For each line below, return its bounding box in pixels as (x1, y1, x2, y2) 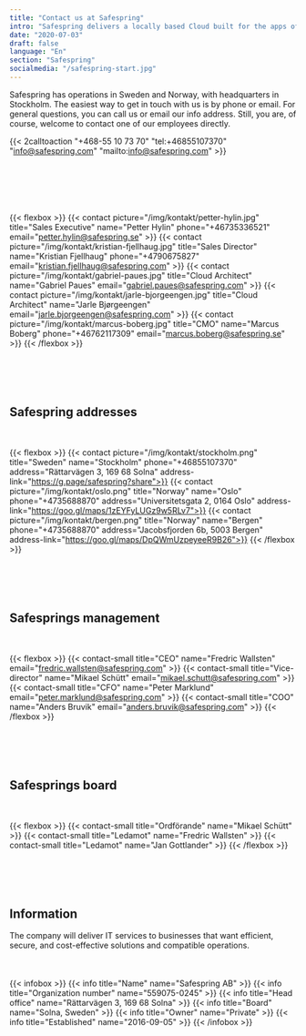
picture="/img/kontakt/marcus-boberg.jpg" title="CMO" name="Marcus (9, 318, 280, 329)
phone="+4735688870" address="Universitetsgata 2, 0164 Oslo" (9, 495, 255, 506)
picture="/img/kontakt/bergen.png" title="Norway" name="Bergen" (9, 514, 263, 525)
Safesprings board (9, 777, 117, 793)
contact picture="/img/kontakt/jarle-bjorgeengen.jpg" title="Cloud (9, 289, 258, 300)
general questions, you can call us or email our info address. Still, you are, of (9, 108, 297, 119)
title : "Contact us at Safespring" (9, 13, 145, 23)
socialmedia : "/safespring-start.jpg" (9, 65, 157, 74)
